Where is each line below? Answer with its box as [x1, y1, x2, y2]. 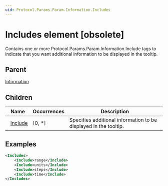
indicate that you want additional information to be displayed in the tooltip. [5, 51, 158, 57]
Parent [5, 65, 26, 74]
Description [100, 108, 129, 115]
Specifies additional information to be [69, 116, 157, 123]
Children [5, 93, 32, 102]
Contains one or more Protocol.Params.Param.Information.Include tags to [5, 46, 156, 52]
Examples [5, 140, 36, 148]
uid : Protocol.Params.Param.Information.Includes [5, 7, 111, 13]
